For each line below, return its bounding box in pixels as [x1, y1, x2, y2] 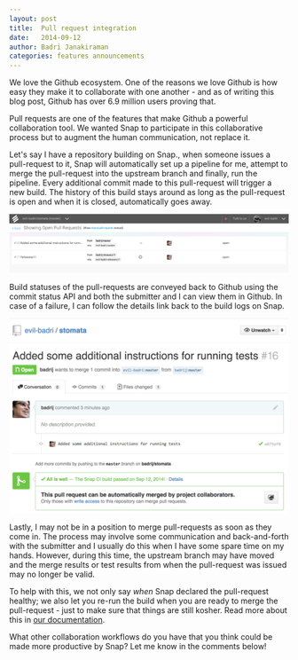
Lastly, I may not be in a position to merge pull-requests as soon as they [9, 522, 272, 532]
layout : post [9, 14, 58, 23]
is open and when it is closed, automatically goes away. [9, 196, 213, 208]
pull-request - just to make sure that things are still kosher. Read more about [9, 605, 287, 616]
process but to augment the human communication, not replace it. [9, 132, 251, 143]
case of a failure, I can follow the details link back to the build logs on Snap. [9, 300, 286, 310]
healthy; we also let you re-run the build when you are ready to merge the [9, 595, 278, 607]
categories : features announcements [9, 51, 145, 61]
